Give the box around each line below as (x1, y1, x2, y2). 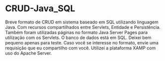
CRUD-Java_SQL (5, 3, 75, 14)
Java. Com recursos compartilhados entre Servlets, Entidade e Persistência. (5, 24, 161, 30)
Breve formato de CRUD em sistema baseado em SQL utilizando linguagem (5, 19, 159, 25)
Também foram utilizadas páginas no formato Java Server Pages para (5, 29, 148, 35)
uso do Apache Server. (5, 50, 52, 56)
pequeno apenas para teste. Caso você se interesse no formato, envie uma (5, 40, 159, 45)
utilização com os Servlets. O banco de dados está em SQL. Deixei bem (5, 35, 152, 41)
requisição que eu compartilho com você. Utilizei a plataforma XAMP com (5, 45, 156, 51)
